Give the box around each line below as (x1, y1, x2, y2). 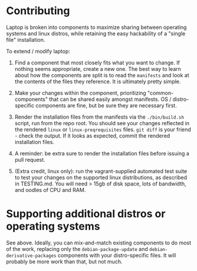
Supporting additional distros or (6, 207, 166, 221)
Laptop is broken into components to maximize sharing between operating (6, 24, 187, 31)
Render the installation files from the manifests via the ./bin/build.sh (14, 113, 185, 120)
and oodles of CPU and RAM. (14, 186, 86, 193)
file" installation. (6, 36, 45, 43)
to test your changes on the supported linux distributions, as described (14, 174, 188, 181)
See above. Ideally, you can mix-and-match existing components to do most (6, 239, 192, 246)
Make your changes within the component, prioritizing (14, 89, 146, 96)
